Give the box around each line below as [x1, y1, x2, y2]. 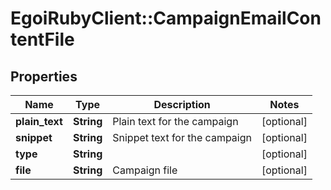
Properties [10, 68, 78, 85]
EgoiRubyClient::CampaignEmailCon [10, 7, 322, 30]
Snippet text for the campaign [112, 131, 252, 144]
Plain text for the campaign [112, 115, 239, 128]
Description [153, 98, 211, 111]
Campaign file [112, 163, 178, 177]
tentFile [10, 28, 75, 51]
